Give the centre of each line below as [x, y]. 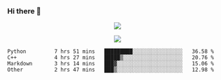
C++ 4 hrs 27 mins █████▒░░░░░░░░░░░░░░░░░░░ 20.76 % [111, 58]
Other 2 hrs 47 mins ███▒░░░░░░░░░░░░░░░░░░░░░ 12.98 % [111, 70]
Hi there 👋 [24, 11]
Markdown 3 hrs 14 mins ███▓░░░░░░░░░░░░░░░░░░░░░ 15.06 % [111, 64]
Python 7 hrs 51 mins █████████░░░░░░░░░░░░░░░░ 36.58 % [111, 51]
